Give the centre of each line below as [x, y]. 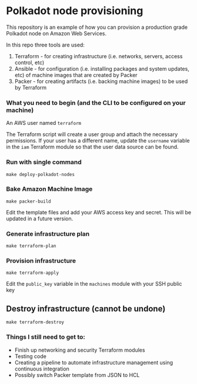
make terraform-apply [33, 273]
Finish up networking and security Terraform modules [80, 350]
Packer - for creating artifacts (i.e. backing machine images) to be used [101, 81]
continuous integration [42, 369]
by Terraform [31, 87]
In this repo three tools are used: [46, 45]
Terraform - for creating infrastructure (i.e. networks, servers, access [98, 56]
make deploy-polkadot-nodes [41, 174]
